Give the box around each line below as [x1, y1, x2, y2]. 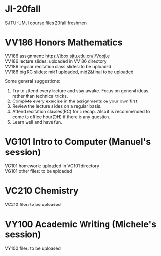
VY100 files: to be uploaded [5, 245, 61, 251]
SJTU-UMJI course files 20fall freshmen [5, 20, 87, 26]
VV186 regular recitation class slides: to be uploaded [5, 63, 112, 69]
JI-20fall [5, 3, 41, 15]
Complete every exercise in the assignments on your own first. [12, 98, 139, 104]
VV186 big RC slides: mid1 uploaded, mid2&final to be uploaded [5, 69, 134, 75]
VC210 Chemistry [5, 185, 79, 196]
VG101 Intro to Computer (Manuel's [5, 136, 151, 148]
